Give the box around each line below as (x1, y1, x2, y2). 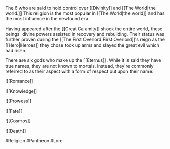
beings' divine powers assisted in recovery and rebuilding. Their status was (5, 31, 165, 37)
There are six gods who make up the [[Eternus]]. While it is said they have (5, 57, 161, 63)
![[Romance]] (5, 78, 33, 84)
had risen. (5, 48, 27, 53)
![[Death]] (5, 128, 26, 134)
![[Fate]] (5, 108, 23, 114)
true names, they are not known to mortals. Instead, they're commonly (5, 63, 154, 69)
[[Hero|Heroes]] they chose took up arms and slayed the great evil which (5, 42, 160, 48)
